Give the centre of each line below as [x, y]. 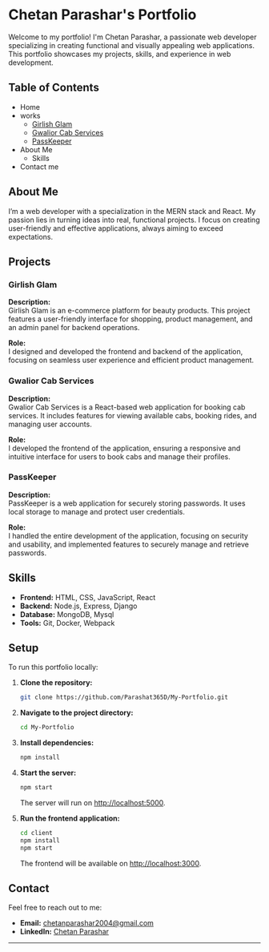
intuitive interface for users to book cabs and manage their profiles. [119, 456]
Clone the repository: [56, 683]
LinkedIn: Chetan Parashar [64, 932]
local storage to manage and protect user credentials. [97, 511]
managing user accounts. [50, 424]
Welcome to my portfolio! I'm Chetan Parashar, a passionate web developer [132, 37]
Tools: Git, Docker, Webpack [67, 623]
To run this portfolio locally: [53, 668]
